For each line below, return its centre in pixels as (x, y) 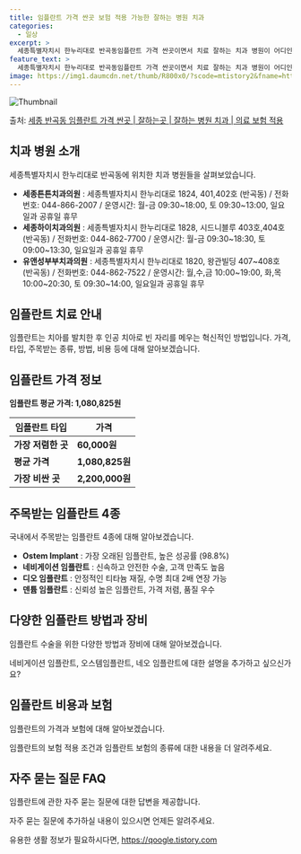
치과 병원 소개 (45, 151)
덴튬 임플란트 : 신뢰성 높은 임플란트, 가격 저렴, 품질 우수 (118, 590)
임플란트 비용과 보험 (61, 705)
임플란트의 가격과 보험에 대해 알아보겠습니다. (87, 728)
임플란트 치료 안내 (56, 314)
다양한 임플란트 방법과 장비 (78, 621)
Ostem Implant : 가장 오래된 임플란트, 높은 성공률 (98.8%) (126, 556)
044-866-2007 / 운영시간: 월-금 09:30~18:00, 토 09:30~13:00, (155, 205)
